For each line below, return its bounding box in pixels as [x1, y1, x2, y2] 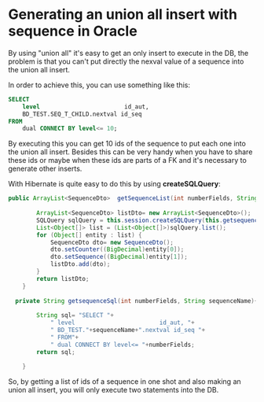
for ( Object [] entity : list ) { [36, 231, 143, 239]
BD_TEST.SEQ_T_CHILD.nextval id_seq [22, 110, 143, 118]
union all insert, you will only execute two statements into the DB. [8, 385, 219, 395]
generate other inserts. [8, 164, 82, 174]
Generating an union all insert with [8, 6, 238, 24]
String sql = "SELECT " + [36, 312, 114, 319]
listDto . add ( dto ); [49, 260, 111, 268]
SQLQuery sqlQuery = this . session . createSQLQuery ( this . [36, 216, 223, 224]
